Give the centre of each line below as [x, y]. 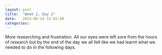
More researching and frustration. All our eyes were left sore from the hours [81, 37]
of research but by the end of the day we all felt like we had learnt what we [80, 42]
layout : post [18, 9]
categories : [17, 23]
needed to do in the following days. [40, 47]
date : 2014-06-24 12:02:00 [35, 18]
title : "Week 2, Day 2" [30, 14]
